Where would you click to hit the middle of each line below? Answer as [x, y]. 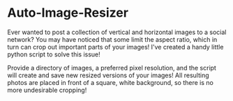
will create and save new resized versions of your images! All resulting [108, 75]
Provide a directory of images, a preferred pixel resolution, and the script [112, 68]
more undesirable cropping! [47, 90]
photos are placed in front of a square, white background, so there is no [111, 82]
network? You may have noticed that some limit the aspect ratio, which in [112, 39]
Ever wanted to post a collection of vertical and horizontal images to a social [117, 32]
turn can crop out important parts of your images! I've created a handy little [115, 47]
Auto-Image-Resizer [68, 13]
